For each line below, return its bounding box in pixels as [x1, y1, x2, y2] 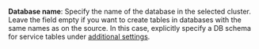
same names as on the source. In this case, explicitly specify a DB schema [8, 24, 252, 32]
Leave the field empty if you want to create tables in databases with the [8, 15, 242, 24]
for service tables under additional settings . [8, 32, 150, 41]
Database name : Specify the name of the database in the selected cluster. [8, 7, 251, 16]
